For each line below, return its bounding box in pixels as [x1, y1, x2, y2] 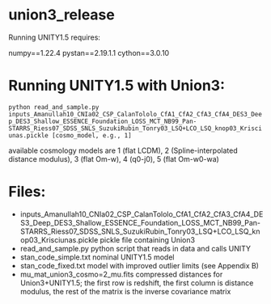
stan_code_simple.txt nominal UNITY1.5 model [19, 252, 175, 262]
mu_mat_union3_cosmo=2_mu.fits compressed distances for [19, 269, 223, 279]
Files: [8, 183, 46, 201]
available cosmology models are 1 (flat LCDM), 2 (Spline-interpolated [8, 146, 238, 155]
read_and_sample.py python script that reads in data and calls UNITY [19, 243, 252, 253]
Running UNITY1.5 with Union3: [8, 77, 225, 95]
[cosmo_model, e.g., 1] [51, 131, 132, 139]
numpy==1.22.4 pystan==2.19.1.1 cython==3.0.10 [8, 48, 170, 57]
